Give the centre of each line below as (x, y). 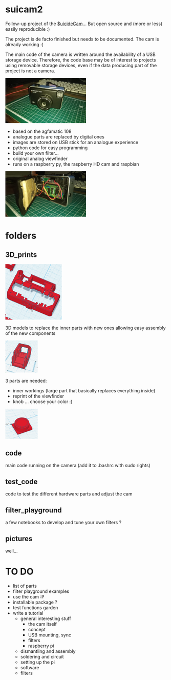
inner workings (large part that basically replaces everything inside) (84, 390)
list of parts (25, 586)
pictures (19, 539)
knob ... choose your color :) (42, 402)
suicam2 (24, 9)
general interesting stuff (46, 618)
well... (12, 551)
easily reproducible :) (28, 29)
